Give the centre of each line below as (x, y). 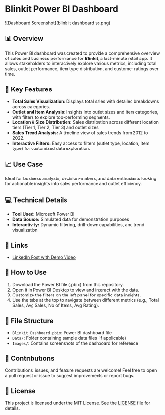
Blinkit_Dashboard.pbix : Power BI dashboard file (62, 332)
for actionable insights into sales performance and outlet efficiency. (73, 184)
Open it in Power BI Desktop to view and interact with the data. (76, 290)
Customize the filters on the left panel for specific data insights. (77, 295)
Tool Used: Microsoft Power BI (43, 214)
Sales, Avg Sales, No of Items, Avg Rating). (56, 305)
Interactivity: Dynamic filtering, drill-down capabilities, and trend (78, 225)
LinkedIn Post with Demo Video (44, 257)
